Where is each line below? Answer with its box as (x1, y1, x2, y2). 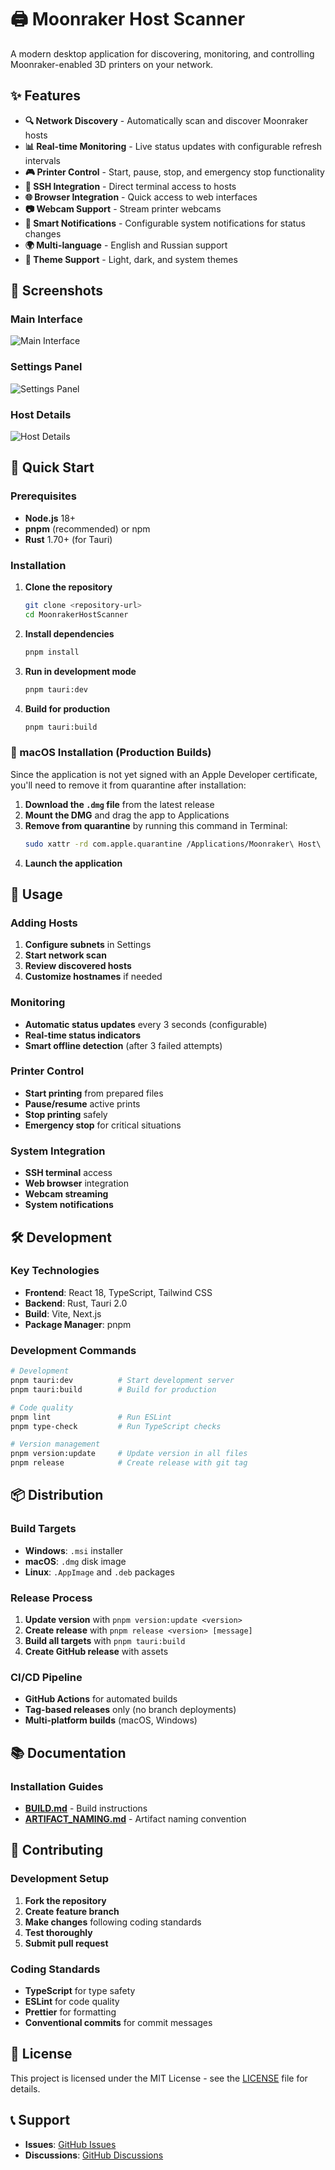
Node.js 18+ (24, 512, 77, 524)
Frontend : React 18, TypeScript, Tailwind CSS (24, 1286, 213, 1298)
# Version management (10, 1439, 101, 1450)
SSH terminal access (24, 1167, 113, 1179)
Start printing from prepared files (24, 1087, 164, 1099)
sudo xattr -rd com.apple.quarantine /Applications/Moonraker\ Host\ (24, 839, 322, 849)
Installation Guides (10, 1779, 104, 1793)
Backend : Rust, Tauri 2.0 (24, 1297, 128, 1309)
